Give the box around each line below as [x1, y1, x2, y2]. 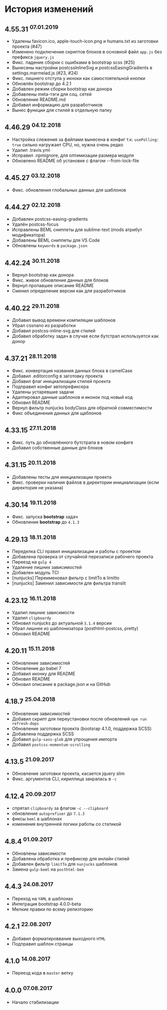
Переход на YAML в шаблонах [11, 895, 73, 902]
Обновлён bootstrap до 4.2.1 [11, 81, 72, 86]
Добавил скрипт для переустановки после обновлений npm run [11, 715, 147, 722]
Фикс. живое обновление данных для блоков [11, 277, 109, 283]
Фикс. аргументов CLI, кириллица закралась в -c [11, 776, 117, 782]
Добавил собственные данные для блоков [11, 444, 103, 450]
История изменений [4, 3, 94, 15]
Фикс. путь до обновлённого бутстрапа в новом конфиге [11, 439, 134, 445]
